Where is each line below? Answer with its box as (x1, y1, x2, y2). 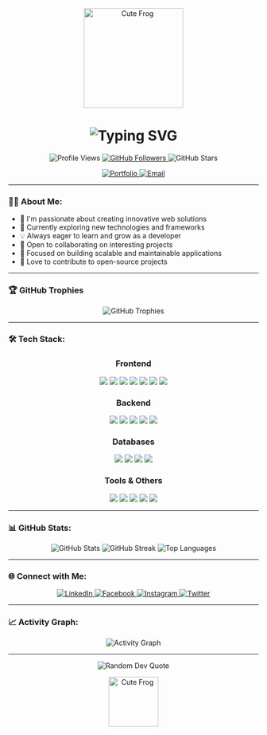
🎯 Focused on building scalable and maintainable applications (19, 249, 222, 258)
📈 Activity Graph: (8, 617, 79, 628)
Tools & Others (104, 475, 163, 486)
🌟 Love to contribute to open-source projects (19, 257, 168, 266)
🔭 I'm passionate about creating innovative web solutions (19, 214, 207, 224)
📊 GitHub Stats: (8, 522, 72, 533)
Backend (116, 397, 151, 408)
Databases (112, 436, 155, 447)
